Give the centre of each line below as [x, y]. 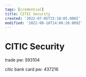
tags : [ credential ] [25, 9]
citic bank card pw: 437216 [32, 69]
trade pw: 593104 [22, 60]
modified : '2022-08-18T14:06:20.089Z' [44, 23]
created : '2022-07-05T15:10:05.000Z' [43, 18]
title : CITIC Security [28, 14]
